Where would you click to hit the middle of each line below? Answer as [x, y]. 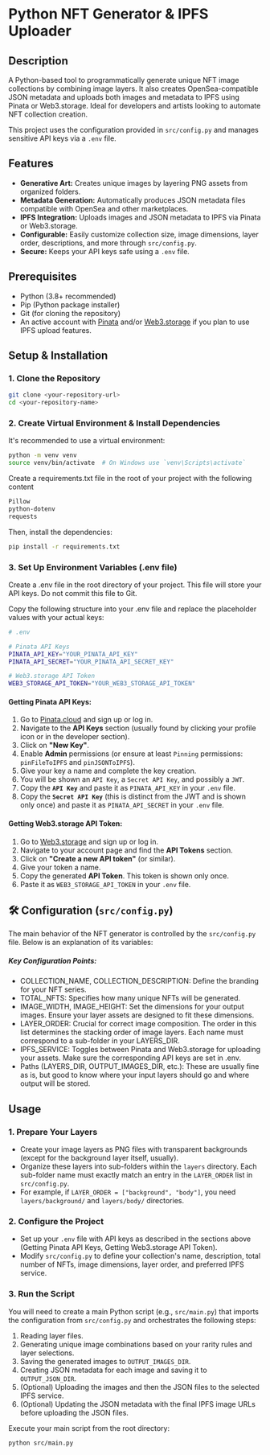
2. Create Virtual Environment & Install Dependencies [115, 423]
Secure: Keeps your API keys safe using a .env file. [105, 251]
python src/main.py [41, 1443]
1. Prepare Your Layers [53, 1132]
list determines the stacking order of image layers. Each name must [131, 1032]
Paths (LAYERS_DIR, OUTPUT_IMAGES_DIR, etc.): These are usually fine [139, 1067]
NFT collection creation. [48, 114]
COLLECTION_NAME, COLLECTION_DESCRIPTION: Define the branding [139, 981]
